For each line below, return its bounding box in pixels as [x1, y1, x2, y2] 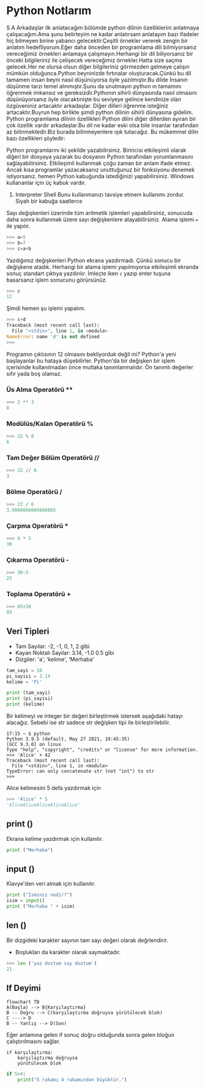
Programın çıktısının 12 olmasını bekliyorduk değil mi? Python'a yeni [6, 350, 176, 358]
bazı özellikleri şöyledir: [6, 134, 65, 141]
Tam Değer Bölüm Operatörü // [6, 453, 100, 462]
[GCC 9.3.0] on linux [6, 742, 62, 748]
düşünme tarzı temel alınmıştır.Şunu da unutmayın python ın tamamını [6, 82, 182, 89]
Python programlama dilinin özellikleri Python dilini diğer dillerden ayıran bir [6, 115, 196, 122]
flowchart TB [6, 999, 40, 1005]
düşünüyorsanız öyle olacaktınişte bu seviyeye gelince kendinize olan [6, 96, 182, 103]
